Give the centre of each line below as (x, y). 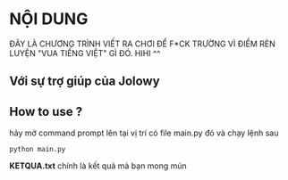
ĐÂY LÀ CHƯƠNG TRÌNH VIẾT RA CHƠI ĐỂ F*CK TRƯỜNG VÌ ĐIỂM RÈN (142, 44)
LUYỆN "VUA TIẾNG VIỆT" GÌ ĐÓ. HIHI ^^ (85, 53)
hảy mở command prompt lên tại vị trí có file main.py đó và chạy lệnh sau (144, 133)
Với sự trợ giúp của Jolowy (85, 82)
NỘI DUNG (49, 19)
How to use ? (46, 111)
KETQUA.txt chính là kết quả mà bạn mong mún (98, 166)
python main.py (38, 150)
